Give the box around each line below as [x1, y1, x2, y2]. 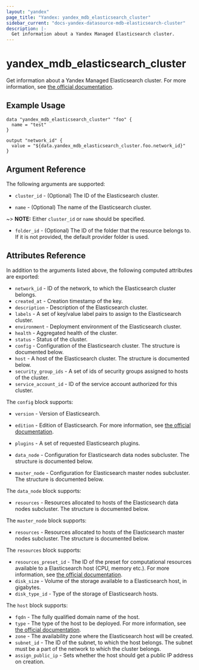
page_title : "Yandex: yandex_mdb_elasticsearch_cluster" [6, 14, 151, 20]
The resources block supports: [6, 546, 82, 554]
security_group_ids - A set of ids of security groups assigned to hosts [14, 367, 188, 375]
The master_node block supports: [6, 517, 87, 524]
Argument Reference [6, 164, 86, 175]
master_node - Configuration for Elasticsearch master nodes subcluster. [14, 469, 190, 476]
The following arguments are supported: [6, 180, 106, 187]
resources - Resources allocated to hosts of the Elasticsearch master [14, 528, 185, 536]
